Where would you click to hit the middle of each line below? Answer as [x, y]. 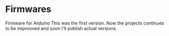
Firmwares [29, 9]
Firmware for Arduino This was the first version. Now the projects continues [85, 23]
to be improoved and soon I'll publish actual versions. [61, 28]
